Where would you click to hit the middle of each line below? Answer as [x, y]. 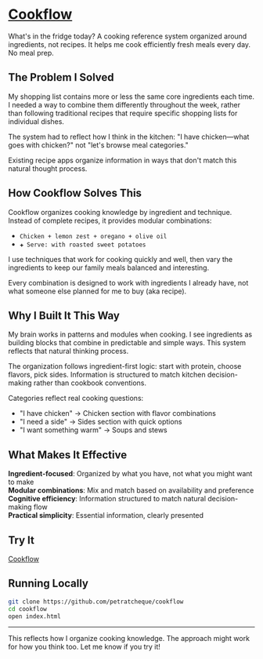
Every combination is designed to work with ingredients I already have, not [128, 282]
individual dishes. [36, 121]
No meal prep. [31, 53]
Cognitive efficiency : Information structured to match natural [107, 499]
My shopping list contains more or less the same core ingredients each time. [131, 96]
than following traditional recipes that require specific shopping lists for [123, 113]
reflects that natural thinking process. [68, 351]
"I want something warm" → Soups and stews [93, 430]
